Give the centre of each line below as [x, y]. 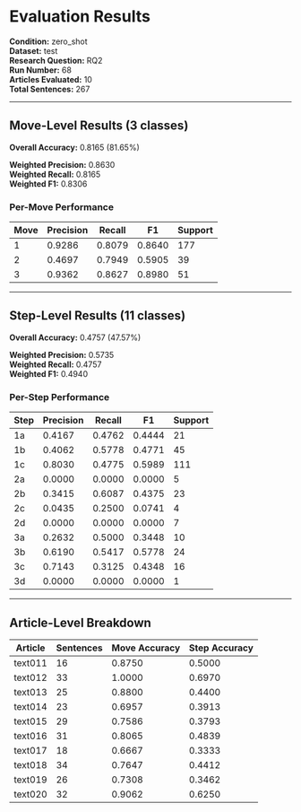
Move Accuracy [146, 648]
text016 [30, 736]
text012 [30, 677]
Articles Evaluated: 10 [51, 79]
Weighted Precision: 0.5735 [62, 354]
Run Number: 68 [40, 70]
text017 [30, 750]
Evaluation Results [80, 17]
